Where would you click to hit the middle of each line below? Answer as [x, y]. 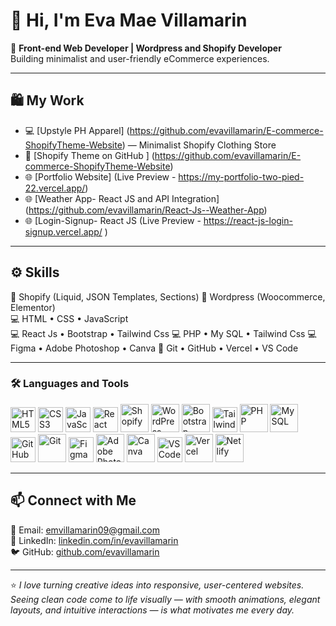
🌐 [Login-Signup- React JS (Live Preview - [113, 220]
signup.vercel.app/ [63, 231]
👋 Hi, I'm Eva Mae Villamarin [129, 20]
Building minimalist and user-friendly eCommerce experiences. [140, 58]
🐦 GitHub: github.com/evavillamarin [85, 551]
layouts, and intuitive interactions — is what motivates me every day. [152, 610]
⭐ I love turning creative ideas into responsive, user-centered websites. [157, 585]
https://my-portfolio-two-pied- [241, 176]
